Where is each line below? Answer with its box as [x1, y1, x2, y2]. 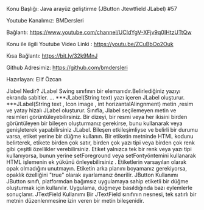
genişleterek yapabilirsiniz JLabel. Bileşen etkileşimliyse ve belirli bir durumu [6, 126, 198, 133]
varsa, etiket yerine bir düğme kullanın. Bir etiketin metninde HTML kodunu [6, 133, 194, 140]
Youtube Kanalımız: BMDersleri [6, 17, 84, 24]
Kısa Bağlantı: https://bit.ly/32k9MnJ [6, 52, 98, 59]
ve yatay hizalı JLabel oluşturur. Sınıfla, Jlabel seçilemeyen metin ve [6, 107, 177, 114]
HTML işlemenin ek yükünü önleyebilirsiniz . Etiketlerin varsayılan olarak [6, 158, 187, 166]
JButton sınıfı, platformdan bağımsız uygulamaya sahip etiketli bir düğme [6, 178, 189, 185]
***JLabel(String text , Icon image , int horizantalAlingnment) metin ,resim [6, 100, 194, 107]
